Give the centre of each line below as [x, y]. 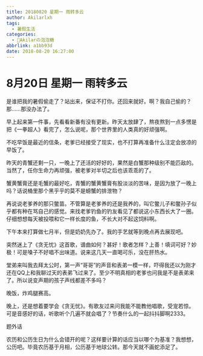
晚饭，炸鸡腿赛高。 [30, 293]
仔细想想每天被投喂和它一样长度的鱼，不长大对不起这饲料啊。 [83, 218]
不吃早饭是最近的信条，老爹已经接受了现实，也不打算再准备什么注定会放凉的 [101, 142]
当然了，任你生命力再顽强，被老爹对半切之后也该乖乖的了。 [80, 170]
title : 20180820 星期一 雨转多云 [45, 12]
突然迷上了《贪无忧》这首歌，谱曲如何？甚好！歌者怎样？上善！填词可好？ [99, 244]
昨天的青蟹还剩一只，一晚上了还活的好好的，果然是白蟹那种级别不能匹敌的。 [101, 163]
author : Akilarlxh [29, 18]
